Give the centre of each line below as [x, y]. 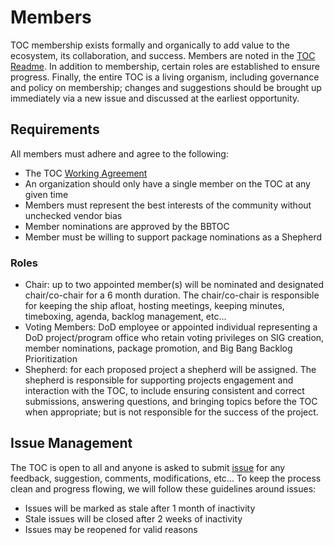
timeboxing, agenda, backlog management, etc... [125, 317]
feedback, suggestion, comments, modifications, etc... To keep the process [166, 478]
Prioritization [51, 359]
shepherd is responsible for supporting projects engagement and [159, 380]
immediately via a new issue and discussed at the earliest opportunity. [155, 98]
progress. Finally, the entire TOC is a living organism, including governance [165, 77]
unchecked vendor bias [73, 215]
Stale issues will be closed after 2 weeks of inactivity [133, 518]
